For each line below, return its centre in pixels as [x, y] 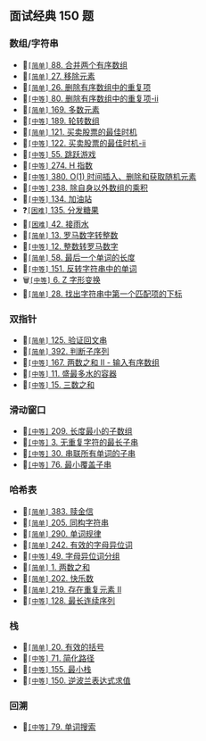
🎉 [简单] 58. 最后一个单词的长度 [78, 257]
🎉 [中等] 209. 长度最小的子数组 [77, 431]
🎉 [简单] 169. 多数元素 [61, 109]
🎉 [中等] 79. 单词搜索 [59, 727]
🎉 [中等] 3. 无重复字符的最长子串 [80, 442]
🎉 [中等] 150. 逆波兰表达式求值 [76, 680]
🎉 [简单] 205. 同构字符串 [66, 522]
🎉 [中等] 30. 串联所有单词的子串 [79, 454]
